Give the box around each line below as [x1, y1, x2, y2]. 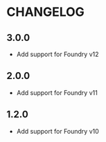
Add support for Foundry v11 [16, 88, 98, 97]
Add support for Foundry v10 [16, 127, 100, 135]
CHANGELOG [6, 4, 85, 20]
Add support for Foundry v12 [16, 50, 99, 58]
